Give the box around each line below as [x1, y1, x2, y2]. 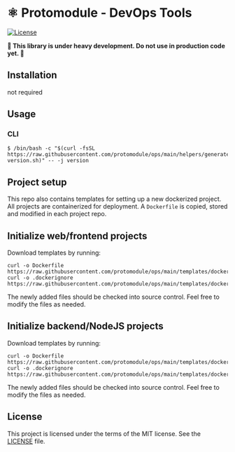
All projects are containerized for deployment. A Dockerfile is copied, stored [7, 202, 228, 211]
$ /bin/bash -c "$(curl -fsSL [7, 145, 96, 152]
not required [7, 87, 43, 96]
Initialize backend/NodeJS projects [7, 320, 164, 332]
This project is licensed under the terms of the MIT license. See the [7, 429, 201, 438]
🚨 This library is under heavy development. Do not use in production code [7, 41, 225, 50]
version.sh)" [7, 157, 45, 164]
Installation [7, 69, 57, 81]
